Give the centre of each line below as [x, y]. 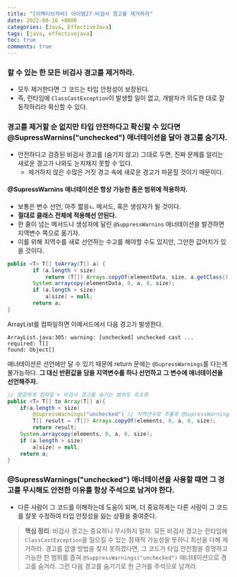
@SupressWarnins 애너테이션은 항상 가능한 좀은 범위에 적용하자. [98, 189]
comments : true [30, 47]
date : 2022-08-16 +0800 [42, 20]
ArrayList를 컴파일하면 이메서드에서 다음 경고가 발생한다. [85, 324]
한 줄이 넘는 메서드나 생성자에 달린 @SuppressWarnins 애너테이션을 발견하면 [121, 224]
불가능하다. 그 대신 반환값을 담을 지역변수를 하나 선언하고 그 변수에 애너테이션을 [115, 372]
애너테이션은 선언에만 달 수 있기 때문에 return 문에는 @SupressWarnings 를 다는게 [117, 363]
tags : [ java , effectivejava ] [50, 34]
